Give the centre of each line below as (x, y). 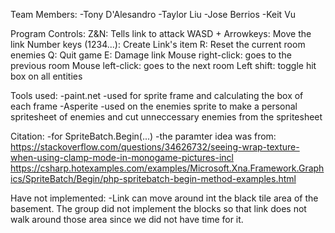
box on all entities (46, 76)
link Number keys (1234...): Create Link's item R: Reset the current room (158, 44)
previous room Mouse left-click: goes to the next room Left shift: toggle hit (163, 65)
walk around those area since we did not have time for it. (127, 219)
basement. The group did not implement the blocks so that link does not (158, 208)
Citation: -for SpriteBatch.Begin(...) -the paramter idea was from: (143, 136)
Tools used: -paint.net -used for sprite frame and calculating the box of (157, 95)
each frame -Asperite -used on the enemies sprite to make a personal (154, 106)
